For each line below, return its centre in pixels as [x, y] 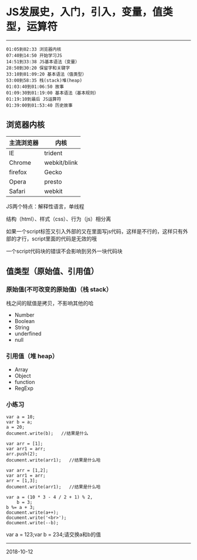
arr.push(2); [22, 454]
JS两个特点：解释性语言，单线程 [45, 206]
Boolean [25, 321]
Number [24, 315]
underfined [28, 334]
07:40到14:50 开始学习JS [34, 55]
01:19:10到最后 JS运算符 [34, 99]
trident [53, 153]
